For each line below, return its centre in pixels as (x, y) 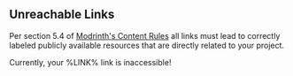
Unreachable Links (62, 15)
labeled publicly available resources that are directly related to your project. (147, 45)
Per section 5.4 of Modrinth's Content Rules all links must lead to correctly (145, 35)
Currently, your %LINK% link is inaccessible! (90, 62)
